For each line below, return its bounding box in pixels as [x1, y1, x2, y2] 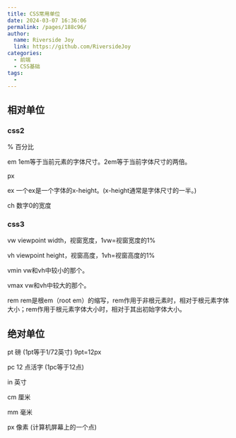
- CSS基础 [13, 63, 40, 70]
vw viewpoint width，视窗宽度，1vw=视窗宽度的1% [7, 236, 156, 244]
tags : [7, 69, 23, 76]
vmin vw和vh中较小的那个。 [7, 266, 89, 275]
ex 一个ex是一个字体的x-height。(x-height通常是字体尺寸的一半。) [7, 187, 197, 195]
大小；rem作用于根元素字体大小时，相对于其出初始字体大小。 [7, 305, 186, 314]
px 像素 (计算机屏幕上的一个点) [7, 423, 97, 432]
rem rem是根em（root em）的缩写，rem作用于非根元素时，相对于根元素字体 [7, 296, 230, 304]
